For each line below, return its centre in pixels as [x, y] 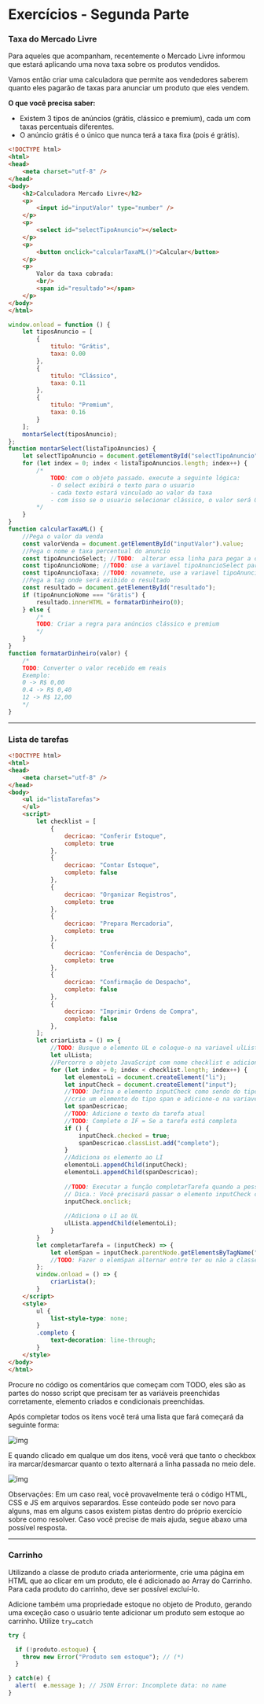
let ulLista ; [71, 1056]
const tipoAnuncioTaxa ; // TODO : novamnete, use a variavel [121, 573]
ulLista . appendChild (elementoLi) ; [121, 1224]
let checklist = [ [66, 822]
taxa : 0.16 [68, 413]
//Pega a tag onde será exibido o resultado [96, 580]
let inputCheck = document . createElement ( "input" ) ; [150, 1085]
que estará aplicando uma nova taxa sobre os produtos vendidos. [114, 64]
